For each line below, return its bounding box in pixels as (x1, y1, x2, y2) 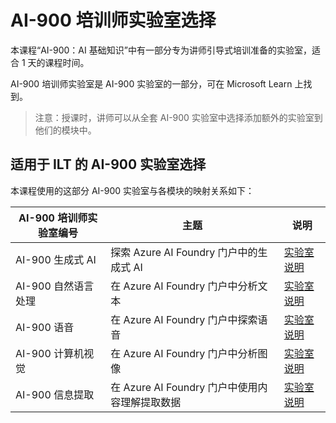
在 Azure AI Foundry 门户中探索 (110, 312, 258, 326)
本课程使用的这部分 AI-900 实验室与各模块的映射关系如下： (10, 184, 255, 196)
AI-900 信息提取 (15, 387, 95, 401)
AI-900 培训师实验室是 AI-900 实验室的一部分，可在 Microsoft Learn (10, 77, 293, 90)
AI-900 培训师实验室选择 (10, 9, 217, 32)
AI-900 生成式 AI (15, 252, 97, 266)
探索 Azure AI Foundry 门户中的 (110, 245, 258, 259)
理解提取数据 (120, 395, 182, 409)
